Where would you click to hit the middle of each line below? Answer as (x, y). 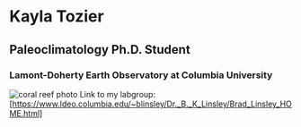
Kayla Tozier (57, 17)
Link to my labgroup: (117, 94)
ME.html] (26, 113)
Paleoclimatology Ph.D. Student (100, 50)
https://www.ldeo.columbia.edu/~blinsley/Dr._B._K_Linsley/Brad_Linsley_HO (152, 104)
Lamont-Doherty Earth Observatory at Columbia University (141, 75)
